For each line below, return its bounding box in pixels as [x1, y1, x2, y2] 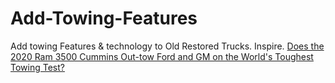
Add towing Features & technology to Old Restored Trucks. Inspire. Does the [10, 40, 325, 52]
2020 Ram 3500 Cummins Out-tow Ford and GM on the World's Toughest [10, 50, 314, 62]
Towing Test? [10, 61, 65, 73]
